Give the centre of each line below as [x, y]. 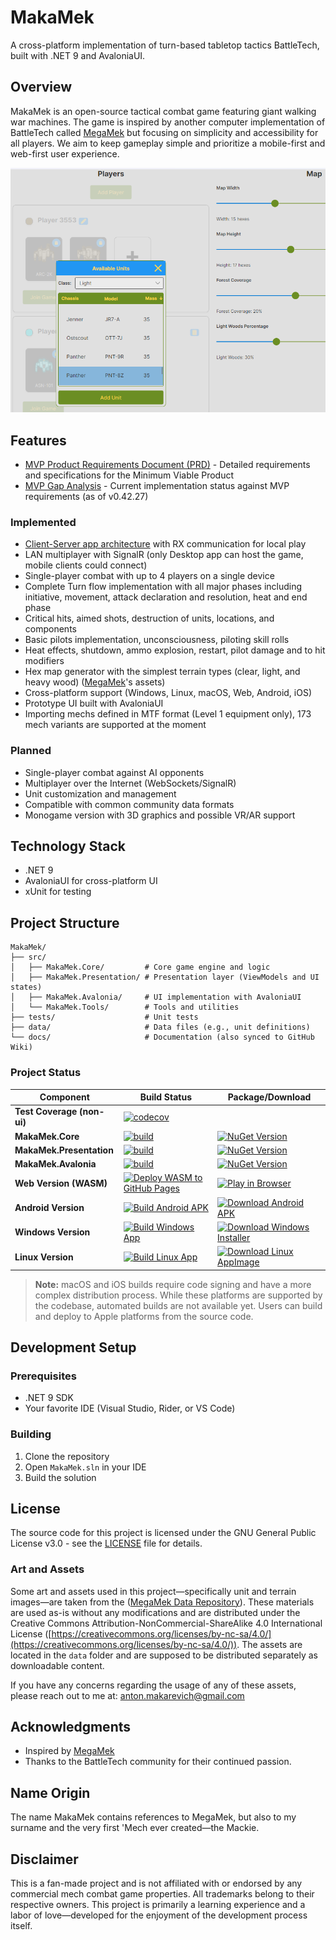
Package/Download [269, 1097]
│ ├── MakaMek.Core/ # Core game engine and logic [140, 967]
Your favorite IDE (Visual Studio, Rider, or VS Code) [130, 1408]
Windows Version [52, 1232]
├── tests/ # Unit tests [104, 1017]
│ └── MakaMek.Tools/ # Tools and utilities [125, 1007]
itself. [21, 1926]
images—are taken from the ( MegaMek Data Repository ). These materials [162, 1602]
